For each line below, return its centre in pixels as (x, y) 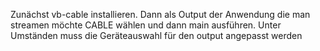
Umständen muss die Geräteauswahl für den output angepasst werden (156, 35)
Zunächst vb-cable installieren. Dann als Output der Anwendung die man (160, 14)
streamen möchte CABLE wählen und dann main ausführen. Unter (146, 25)
